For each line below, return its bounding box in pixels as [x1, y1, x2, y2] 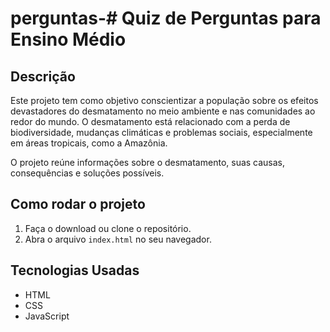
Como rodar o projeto [10, 196, 146, 213]
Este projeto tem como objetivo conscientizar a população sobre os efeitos [10, 95, 319, 106]
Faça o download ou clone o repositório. [24, 222, 192, 234]
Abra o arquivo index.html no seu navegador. [24, 233, 212, 245]
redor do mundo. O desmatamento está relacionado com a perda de [10, 116, 291, 127]
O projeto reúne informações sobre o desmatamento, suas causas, [10, 157, 286, 168]
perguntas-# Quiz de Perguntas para [10, 7, 322, 30]
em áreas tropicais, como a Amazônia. [10, 137, 168, 149]
